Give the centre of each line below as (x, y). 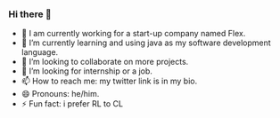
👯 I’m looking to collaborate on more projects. (105, 62)
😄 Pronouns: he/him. (60, 94)
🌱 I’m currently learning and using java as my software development (146, 43)
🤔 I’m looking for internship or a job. (87, 71)
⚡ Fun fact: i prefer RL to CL (72, 104)
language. (40, 52)
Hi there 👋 (30, 14)
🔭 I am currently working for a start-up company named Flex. (133, 34)
